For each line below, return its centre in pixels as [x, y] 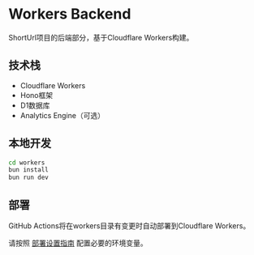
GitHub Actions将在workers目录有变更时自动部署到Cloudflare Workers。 [129, 226]
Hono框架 [37, 95]
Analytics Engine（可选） [62, 115]
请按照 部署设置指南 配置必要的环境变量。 [78, 243]
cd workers [27, 163]
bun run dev [28, 178]
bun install [28, 170]
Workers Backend [70, 14]
